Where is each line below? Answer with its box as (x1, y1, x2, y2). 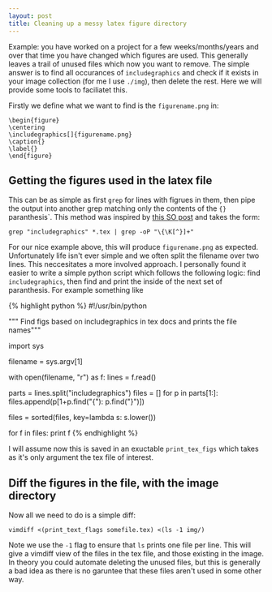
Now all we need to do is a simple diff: (8, 510, 136, 520)
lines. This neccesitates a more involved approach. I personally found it (8, 260, 247, 269)
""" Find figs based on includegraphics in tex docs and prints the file (8, 317, 237, 327)
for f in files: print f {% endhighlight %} (8, 428, 138, 438)
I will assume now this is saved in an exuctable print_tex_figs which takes (8, 444, 259, 454)
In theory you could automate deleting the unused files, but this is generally (8, 557, 261, 568)
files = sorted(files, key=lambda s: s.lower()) (8, 413, 157, 423)
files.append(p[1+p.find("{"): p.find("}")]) (8, 397, 145, 406)
